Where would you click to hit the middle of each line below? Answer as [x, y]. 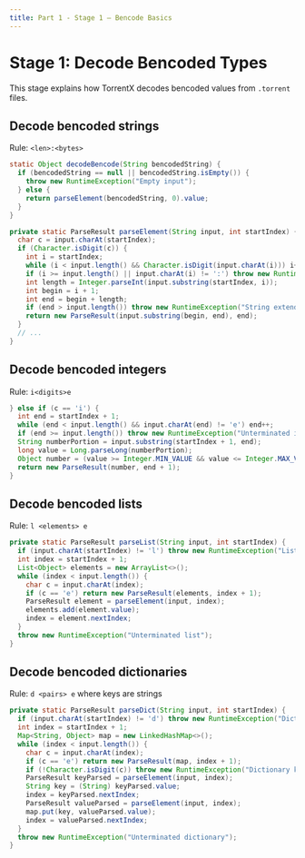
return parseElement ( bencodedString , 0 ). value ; [117, 198]
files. [19, 97]
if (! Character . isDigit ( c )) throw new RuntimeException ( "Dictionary [158, 769]
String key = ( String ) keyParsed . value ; [103, 786]
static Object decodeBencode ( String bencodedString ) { [115, 164]
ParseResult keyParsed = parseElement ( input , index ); [129, 778]
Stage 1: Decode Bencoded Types [138, 62]
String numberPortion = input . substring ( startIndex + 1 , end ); [139, 442]
